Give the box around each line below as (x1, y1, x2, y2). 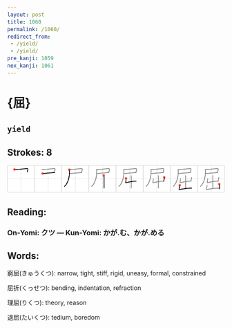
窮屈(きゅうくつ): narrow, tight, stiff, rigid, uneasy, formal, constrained (7, 269, 206, 277)
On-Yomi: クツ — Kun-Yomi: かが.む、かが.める (7, 228, 165, 238)
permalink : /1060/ (7, 26, 60, 33)
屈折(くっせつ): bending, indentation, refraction (7, 284, 142, 292)
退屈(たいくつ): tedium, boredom (7, 313, 100, 322)
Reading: (7, 206, 47, 218)
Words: (7, 250, 39, 262)
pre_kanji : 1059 (7, 55, 54, 62)
